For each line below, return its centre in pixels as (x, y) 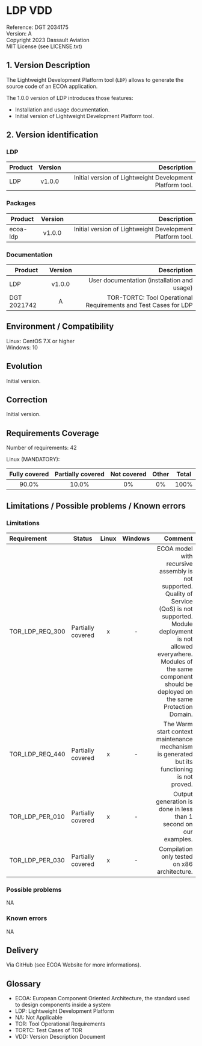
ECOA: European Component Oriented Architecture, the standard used (102, 998)
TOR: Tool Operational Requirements (60, 1024)
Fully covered (29, 475)
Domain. (181, 714)
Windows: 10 (22, 347)
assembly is (176, 571)
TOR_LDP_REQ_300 (37, 631)
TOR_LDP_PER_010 (37, 817)
